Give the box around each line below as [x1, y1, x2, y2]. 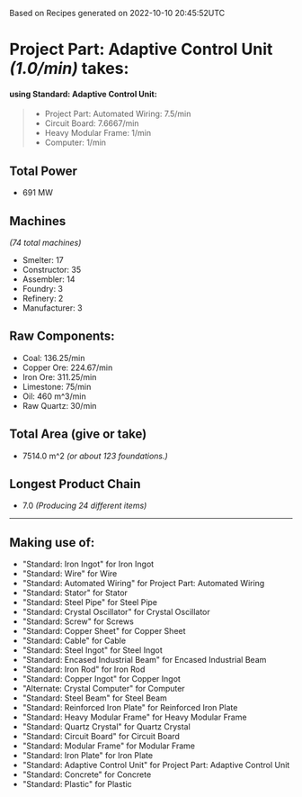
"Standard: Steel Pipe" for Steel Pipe [22, 597, 158, 608]
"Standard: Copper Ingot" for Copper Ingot [22, 674, 182, 684]
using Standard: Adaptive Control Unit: [9, 88, 157, 99]
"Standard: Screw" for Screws [22, 616, 135, 627]
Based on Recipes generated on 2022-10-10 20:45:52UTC [9, 8, 226, 18]
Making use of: [9, 535, 95, 550]
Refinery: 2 [22, 293, 64, 304]
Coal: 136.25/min [22, 352, 85, 363]
